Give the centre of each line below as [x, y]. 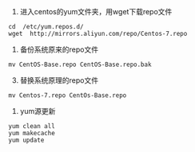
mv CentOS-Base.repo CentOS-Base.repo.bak [80, 64]
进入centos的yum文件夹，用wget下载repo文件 [96, 12]
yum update [26, 140]
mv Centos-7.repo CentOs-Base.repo [68, 95]
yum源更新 [38, 111]
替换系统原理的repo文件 [59, 80]
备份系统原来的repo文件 [59, 49]
